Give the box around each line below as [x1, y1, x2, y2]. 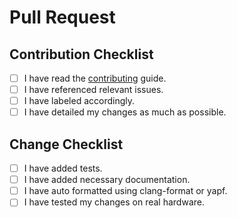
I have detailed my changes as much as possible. [23, 106, 227, 118]
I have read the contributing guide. [23, 72, 167, 84]
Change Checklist [9, 136, 124, 153]
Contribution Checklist [9, 46, 154, 63]
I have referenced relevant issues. [23, 84, 164, 96]
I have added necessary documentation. [23, 174, 191, 186]
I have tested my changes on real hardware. [23, 196, 205, 208]
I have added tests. [23, 162, 103, 175]
